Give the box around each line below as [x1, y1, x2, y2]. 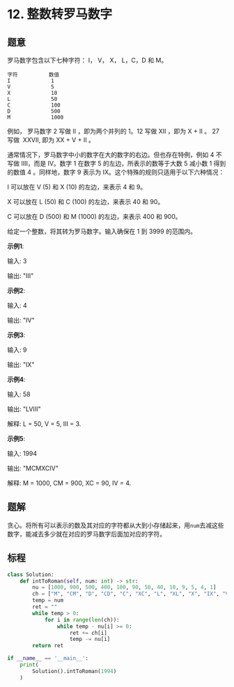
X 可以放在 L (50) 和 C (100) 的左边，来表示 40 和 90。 [7, 198, 164, 206]
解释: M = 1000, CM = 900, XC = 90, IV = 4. [7, 479, 132, 487]
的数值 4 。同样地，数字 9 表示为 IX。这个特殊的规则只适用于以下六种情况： [7, 168, 225, 176]
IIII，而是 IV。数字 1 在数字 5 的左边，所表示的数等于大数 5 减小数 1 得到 [20, 160, 226, 167]
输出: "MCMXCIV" [7, 464, 59, 472]
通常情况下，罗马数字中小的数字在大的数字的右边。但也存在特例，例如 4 [7, 150, 214, 159]
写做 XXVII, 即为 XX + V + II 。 [7, 136, 95, 144]
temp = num [32, 597, 64, 604]
